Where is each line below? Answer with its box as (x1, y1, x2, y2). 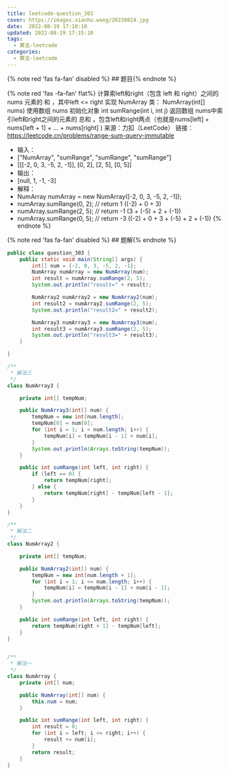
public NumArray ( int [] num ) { (19, 692, 106, 699)
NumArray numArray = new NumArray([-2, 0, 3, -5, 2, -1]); (16, 192, 182, 200)
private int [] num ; (19, 679, 76, 686)
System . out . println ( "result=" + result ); (32, 281, 152, 289)
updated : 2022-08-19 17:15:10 (7, 29, 94, 36)
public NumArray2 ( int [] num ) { (19, 565, 109, 572)
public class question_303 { (7, 249, 91, 256)
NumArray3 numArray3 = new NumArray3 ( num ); (32, 319, 158, 326)
